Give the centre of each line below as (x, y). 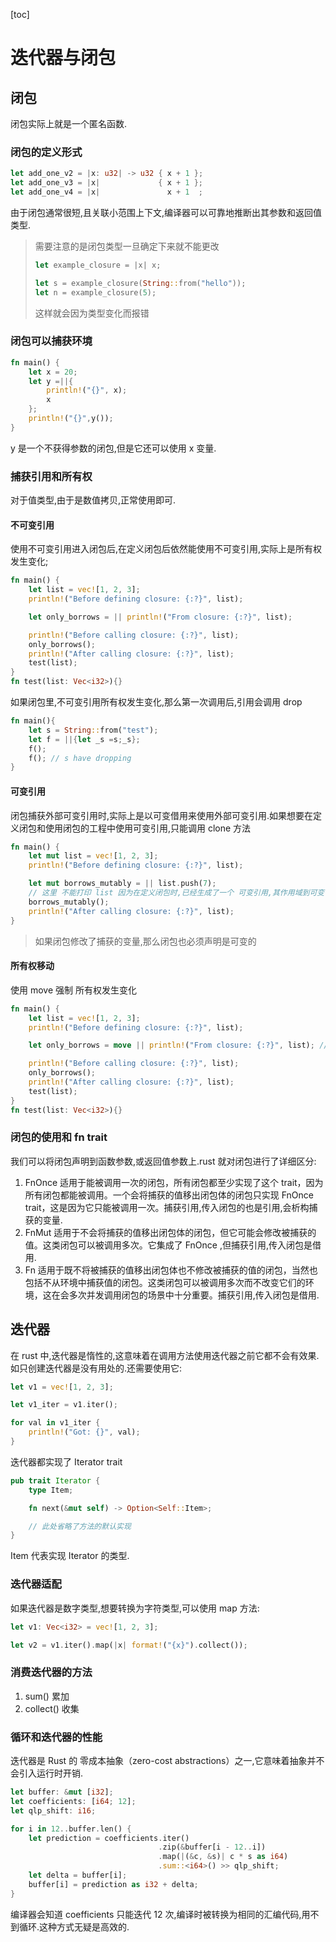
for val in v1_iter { (55, 1423)
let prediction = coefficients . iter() (109, 1838)
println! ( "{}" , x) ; (87, 390)
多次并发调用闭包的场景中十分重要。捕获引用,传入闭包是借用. (194, 1295)
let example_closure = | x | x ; (98, 265)
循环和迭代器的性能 (56, 1737)
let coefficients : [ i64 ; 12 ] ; (73, 1801)
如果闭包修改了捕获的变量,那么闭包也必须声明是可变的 (145, 941)
